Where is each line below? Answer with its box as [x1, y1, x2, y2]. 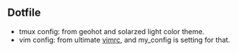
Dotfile [7, 6, 41, 19]
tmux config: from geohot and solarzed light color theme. [18, 26, 205, 36]
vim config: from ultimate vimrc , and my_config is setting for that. [18, 35, 230, 44]
